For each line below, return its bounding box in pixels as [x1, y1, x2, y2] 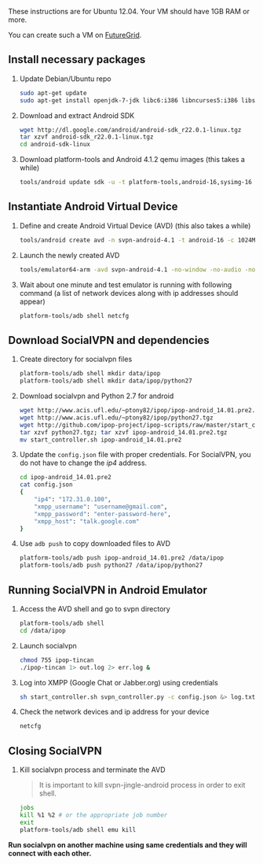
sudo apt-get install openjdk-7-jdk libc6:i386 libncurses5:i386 [19, 96, 238, 105]
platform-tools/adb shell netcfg [19, 312, 130, 319]
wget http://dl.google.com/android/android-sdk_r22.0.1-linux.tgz [19, 126, 242, 134]
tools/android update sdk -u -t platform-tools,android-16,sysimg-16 [19, 179, 253, 186]
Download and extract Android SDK [19, 110, 135, 120]
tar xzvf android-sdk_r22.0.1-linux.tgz [19, 133, 154, 141]
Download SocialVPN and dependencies [8, 334, 210, 347]
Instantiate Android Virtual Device [8, 200, 178, 213]
